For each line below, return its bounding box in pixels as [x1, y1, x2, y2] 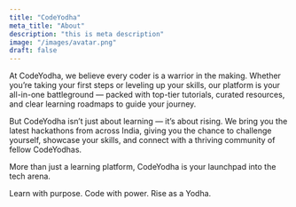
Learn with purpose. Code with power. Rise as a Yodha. [9, 188, 212, 199]
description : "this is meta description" [9, 29, 165, 38]
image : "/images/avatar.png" [9, 37, 117, 47]
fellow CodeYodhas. [9, 144, 82, 155]
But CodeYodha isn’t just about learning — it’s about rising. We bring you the [9, 116, 288, 127]
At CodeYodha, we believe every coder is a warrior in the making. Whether [9, 70, 282, 81]
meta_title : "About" [9, 21, 86, 30]
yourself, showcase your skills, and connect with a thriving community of [9, 135, 276, 146]
